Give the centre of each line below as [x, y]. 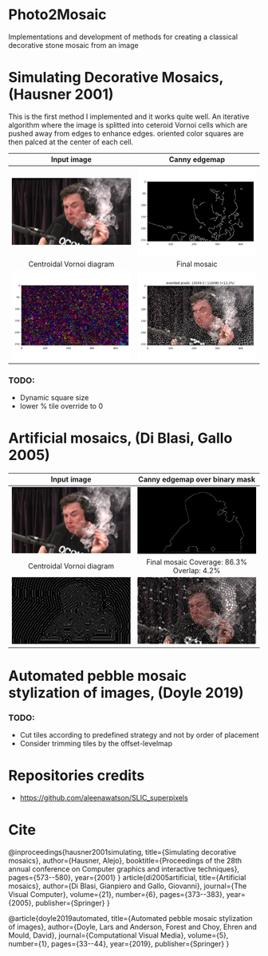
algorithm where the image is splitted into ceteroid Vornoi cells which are [128, 124]
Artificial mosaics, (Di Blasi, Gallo [120, 438]
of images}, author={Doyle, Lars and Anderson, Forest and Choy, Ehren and [133, 927]
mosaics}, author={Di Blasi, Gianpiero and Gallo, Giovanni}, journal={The [128, 886]
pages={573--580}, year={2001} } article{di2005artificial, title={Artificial [127, 878]
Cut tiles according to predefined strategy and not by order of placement [139, 735]
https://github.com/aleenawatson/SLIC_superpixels [104, 798]
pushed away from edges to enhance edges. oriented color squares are [126, 133]
